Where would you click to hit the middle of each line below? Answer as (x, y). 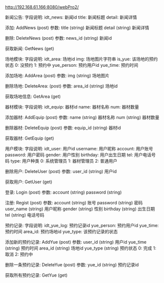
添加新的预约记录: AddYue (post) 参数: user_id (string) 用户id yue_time (76, 242)
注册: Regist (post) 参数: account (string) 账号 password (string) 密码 (74, 203)
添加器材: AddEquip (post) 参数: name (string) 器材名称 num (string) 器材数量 (82, 117)
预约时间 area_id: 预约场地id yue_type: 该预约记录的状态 (61, 231)
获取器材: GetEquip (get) (30, 138)
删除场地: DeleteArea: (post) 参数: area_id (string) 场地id (61, 86)
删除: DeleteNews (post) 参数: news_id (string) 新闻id (59, 38)
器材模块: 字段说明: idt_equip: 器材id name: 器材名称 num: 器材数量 (72, 107)
